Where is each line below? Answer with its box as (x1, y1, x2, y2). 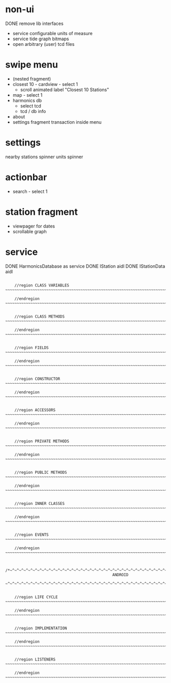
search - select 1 (12, 188, 48, 194)
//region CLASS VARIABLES (14, 282, 70, 288)
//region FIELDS (14, 345, 49, 350)
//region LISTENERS (14, 657, 56, 662)
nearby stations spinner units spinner (5, 154, 83, 160)
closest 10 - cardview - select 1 (12, 81, 78, 87)
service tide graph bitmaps (12, 36, 69, 42)
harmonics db (12, 97, 42, 103)
